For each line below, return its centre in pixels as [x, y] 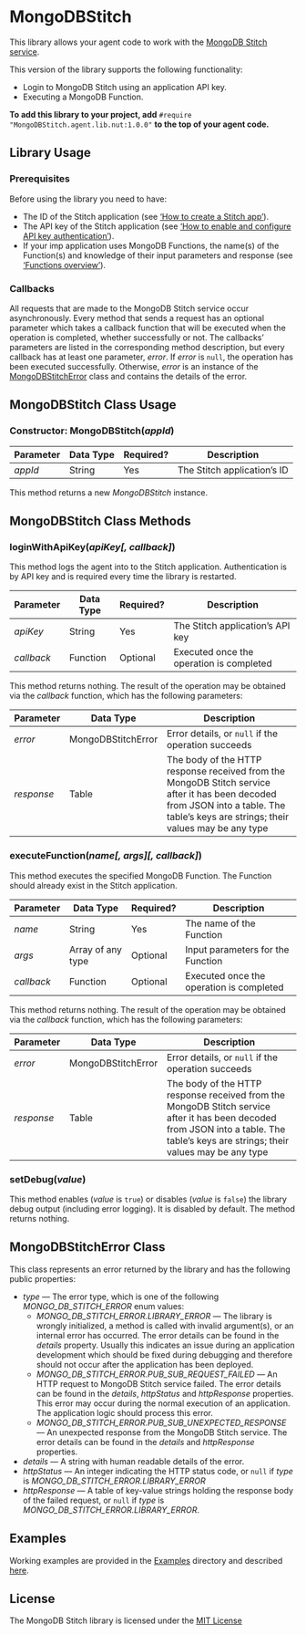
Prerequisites [40, 179]
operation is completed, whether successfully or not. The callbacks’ [137, 337]
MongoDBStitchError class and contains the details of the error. [128, 376]
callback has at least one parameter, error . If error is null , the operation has [152, 357]
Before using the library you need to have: [88, 199]
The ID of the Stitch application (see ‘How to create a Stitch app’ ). [146, 216]
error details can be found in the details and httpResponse [145, 1442]
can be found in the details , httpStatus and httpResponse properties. [165, 1393]
